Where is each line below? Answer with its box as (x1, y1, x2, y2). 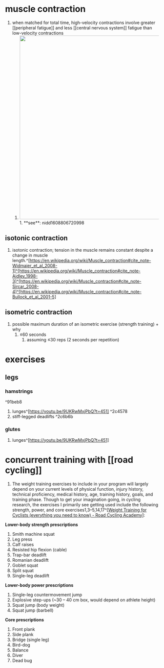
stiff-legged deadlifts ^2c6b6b (12, 414, 73, 420)
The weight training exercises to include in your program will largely (12, 481, 149, 487)
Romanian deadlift (12, 557, 49, 563)
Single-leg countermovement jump (12, 592, 82, 597)
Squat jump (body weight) (12, 602, 65, 608)
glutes (5, 426, 20, 433)
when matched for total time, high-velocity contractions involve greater (12, 20, 155, 25)
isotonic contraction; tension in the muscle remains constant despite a (12, 247, 153, 253)
